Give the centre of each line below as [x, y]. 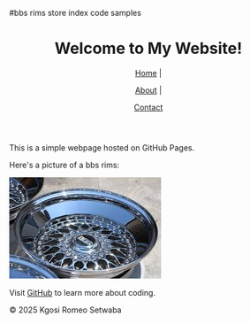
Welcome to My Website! [148, 49]
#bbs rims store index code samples [75, 13]
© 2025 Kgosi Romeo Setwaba [65, 310]
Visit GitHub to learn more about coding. [83, 292]
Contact [148, 107]
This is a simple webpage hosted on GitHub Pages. [102, 147]
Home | [148, 73]
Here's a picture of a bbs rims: [64, 165]
